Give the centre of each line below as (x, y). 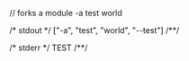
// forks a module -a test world (66, 13)
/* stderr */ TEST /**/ (49, 48)
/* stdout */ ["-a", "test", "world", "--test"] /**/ (94, 30)
